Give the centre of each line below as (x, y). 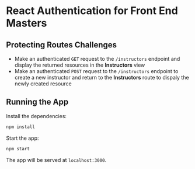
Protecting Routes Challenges (62, 45)
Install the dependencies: (36, 116)
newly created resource (43, 84)
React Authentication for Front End (92, 11)
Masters (27, 23)
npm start (18, 149)
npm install (20, 127)
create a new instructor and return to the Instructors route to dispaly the (102, 77)
